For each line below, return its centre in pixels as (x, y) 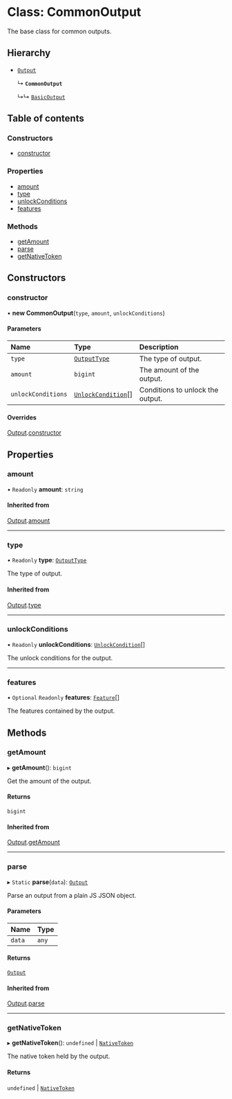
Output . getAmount (33, 842)
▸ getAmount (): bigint (39, 768)
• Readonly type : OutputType (47, 560)
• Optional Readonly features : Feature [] (63, 698)
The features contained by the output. (61, 711)
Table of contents (46, 119)
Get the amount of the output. (49, 781)
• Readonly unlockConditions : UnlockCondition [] (76, 644)
